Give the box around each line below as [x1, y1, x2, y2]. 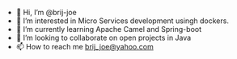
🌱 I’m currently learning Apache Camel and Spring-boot [15, 25, 202, 33]
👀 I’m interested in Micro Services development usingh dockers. [15, 16, 229, 26]
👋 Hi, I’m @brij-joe [15, 8, 77, 17]
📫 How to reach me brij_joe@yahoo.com [15, 42, 154, 51]
